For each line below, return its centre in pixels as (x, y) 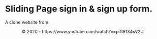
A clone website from (27, 22)
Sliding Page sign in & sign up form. (79, 9)
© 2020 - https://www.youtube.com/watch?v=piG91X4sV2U (83, 31)
